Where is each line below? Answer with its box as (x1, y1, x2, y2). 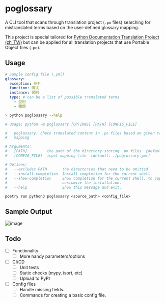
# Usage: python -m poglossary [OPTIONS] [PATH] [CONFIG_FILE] (5, 122, 137, 127)
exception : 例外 (9, 81, 41, 86)
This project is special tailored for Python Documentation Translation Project (5, 34, 160, 40)
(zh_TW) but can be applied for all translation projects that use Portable (5, 39, 150, 45)
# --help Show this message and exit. (5, 185, 122, 190)
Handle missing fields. (19, 287, 65, 293)
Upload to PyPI (19, 275, 50, 281)
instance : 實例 (9, 90, 39, 95)
